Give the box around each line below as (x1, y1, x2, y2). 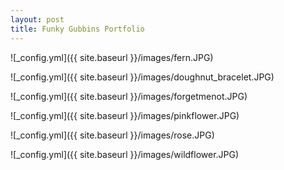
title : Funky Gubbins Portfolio (10, 24, 145, 34)
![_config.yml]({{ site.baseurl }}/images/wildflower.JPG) (10, 148, 240, 160)
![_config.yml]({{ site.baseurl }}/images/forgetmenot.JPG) (10, 90, 248, 102)
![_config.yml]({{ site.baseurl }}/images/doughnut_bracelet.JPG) (10, 71, 275, 83)
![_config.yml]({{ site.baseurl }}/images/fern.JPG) (10, 51, 214, 63)
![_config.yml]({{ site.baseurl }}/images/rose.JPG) (10, 129, 215, 141)
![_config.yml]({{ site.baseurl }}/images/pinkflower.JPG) (10, 109, 240, 121)
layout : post (10, 14, 65, 25)
